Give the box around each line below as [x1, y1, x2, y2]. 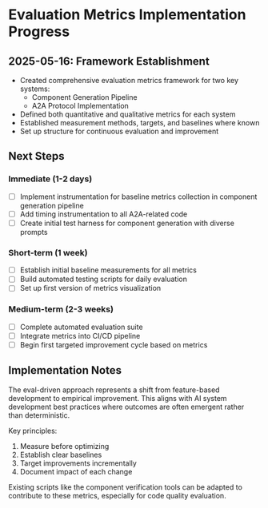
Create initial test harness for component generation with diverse [19, 218, 234, 228]
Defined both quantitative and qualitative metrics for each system [19, 109, 236, 119]
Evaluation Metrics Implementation [8, 6, 246, 24]
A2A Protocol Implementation [31, 101, 130, 110]
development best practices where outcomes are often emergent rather [8, 402, 245, 411]
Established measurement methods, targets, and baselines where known [19, 118, 260, 127]
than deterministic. [8, 410, 70, 420]
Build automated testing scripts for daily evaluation [19, 274, 188, 284]
